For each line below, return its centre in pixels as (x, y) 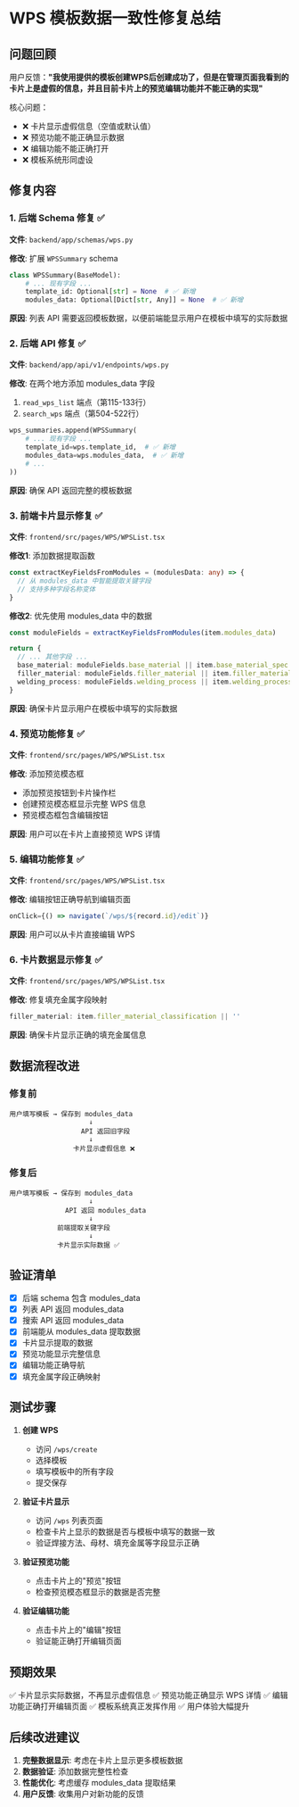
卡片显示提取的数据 (57, 1343)
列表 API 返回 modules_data (73, 1309)
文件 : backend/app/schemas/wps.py (71, 239)
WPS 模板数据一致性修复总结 (115, 18)
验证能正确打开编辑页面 (78, 1641)
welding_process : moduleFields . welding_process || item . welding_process (155, 682)
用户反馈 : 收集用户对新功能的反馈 (83, 1794)
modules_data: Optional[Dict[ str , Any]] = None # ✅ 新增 (134, 300)
